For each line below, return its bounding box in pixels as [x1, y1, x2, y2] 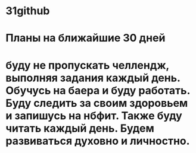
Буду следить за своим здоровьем [5, 96, 188, 110]
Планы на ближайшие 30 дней [5, 31, 166, 45]
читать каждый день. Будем [5, 122, 154, 135]
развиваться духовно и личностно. [5, 134, 190, 148]
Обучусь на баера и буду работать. [5, 84, 190, 97]
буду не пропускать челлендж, [5, 58, 169, 72]
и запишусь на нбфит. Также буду [5, 109, 182, 122]
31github [5, 4, 50, 18]
